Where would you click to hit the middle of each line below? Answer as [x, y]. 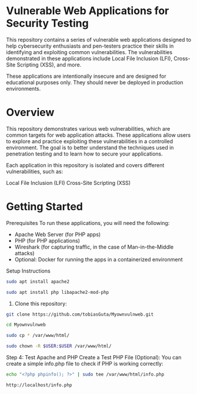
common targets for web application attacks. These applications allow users [98, 135]
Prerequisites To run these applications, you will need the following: [88, 223]
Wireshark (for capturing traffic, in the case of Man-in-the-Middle [94, 247]
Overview [30, 112]
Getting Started [45, 207]
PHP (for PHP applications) [47, 240]
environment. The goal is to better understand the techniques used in [90, 147]
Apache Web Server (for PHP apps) [58, 234]
